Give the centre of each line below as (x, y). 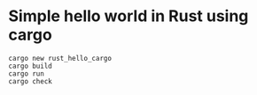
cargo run (27, 73)
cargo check (30, 81)
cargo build (30, 66)
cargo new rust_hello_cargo (60, 58)
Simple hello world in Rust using (128, 16)
